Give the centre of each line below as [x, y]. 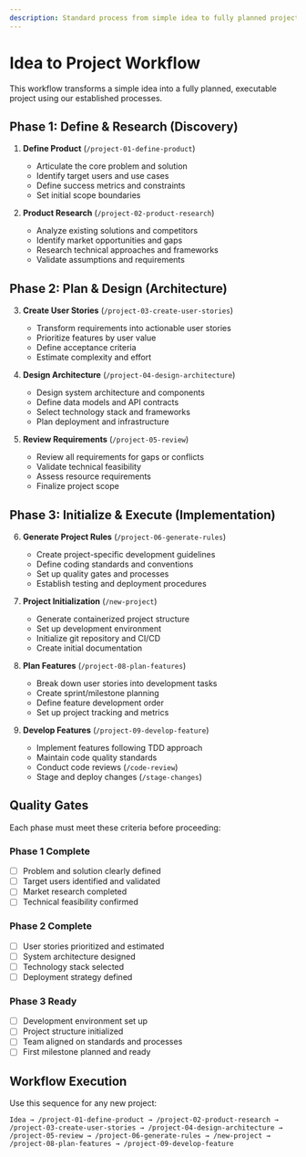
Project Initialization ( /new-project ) [90, 601]
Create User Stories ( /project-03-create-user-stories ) [128, 310]
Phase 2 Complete [51, 926]
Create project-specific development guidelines [126, 554]
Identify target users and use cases [102, 176]
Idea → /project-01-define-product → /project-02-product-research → [144, 1120]
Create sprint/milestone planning [97, 693]
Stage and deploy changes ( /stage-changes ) [119, 777]
